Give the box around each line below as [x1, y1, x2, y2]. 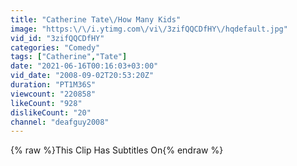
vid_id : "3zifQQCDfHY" [10, 33, 105, 43]
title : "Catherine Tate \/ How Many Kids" [10, 14, 182, 25]
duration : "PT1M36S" [10, 80, 97, 90]
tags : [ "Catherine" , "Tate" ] [10, 52, 128, 62]
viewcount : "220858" [10, 89, 97, 99]
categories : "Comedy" [10, 42, 101, 53]
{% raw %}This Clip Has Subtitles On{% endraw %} [10, 144, 224, 156]
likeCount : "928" [10, 98, 83, 108]
